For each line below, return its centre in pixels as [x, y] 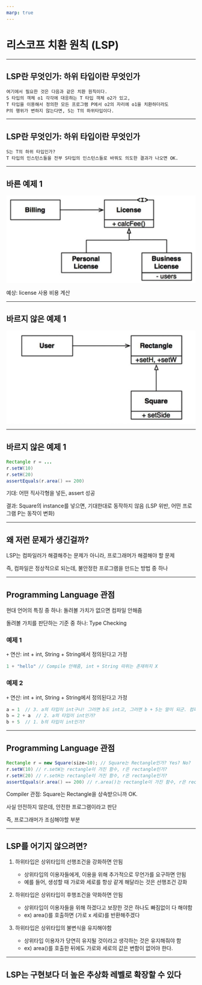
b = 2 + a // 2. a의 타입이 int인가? [51, 716]
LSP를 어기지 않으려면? [47, 846]
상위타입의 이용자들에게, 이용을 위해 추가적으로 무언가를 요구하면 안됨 [105, 874]
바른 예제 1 [25, 184]
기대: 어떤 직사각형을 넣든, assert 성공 [51, 493]
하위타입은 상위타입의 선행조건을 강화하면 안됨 [69, 862]
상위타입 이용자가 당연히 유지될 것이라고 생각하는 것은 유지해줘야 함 [103, 941]
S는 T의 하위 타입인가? [31, 152]
